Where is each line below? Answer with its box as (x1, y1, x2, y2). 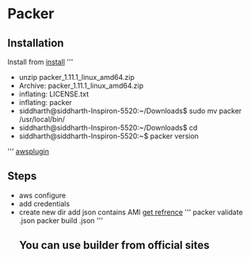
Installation (7, 36, 64, 50)
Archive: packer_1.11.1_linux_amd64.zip (18, 81, 144, 90)
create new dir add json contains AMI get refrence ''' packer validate (18, 207, 243, 217)
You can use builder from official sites (18, 239, 210, 252)
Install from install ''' (7, 57, 74, 66)
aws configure (18, 191, 67, 200)
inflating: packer (18, 98, 73, 107)
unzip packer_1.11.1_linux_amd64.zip (18, 73, 135, 81)
